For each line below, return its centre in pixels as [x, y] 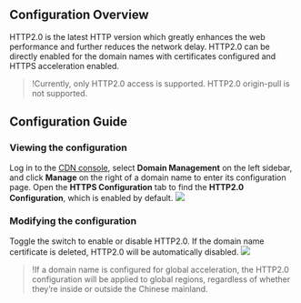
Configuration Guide [69, 122]
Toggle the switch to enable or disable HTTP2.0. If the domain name [137, 241]
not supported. [60, 93]
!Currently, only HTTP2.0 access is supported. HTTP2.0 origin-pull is [161, 83]
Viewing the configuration [68, 147]
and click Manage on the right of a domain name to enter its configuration [148, 177]
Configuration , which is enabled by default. [91, 197]
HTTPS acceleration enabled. [65, 66]
